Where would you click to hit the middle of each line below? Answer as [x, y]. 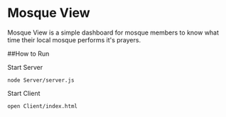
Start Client [24, 93]
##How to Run [28, 54]
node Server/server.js [41, 80]
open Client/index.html [43, 106]
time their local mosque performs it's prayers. [74, 39]
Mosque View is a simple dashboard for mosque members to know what [113, 32]
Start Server [25, 67]
